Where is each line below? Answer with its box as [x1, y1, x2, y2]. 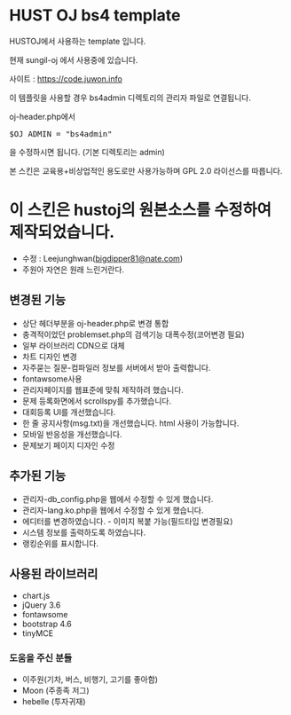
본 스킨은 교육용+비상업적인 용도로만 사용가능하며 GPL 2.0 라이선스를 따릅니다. [9, 165, 283, 176]
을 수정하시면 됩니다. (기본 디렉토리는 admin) [9, 146, 166, 157]
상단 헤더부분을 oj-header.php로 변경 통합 [21, 318, 169, 328]
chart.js [21, 591, 51, 601]
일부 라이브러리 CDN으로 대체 [21, 340, 126, 350]
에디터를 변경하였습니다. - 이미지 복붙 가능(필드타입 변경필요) [21, 515, 233, 526]
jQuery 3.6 [21, 600, 61, 610]
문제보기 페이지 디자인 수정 [21, 440, 115, 451]
